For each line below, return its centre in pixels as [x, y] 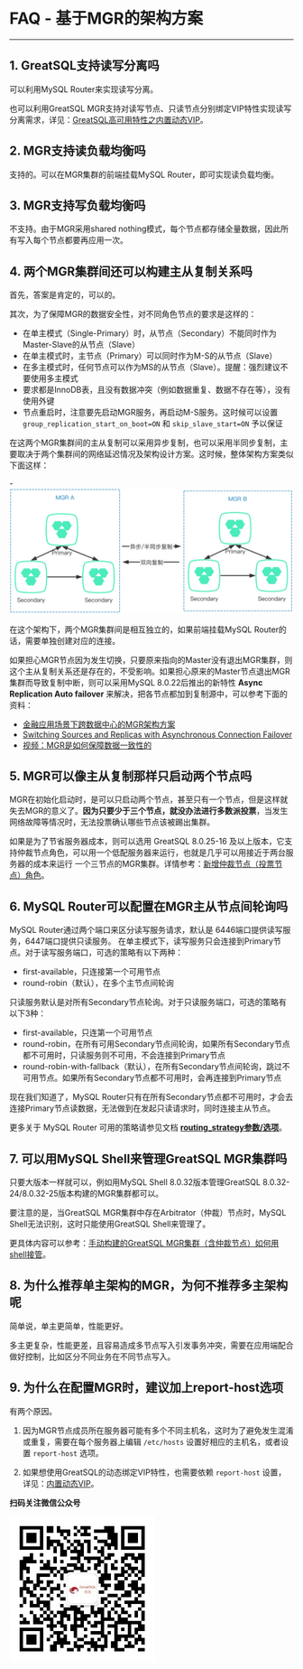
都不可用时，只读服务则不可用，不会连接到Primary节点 [124, 1055]
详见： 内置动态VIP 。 [60, 1483]
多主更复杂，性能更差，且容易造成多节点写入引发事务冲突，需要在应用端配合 [151, 1345]
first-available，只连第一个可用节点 [87, 1033]
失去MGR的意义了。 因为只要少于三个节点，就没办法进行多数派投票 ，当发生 [149, 811]
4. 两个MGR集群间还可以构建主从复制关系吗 [131, 271]
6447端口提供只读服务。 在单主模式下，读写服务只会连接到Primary [149, 941]
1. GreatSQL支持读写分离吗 [84, 65]
